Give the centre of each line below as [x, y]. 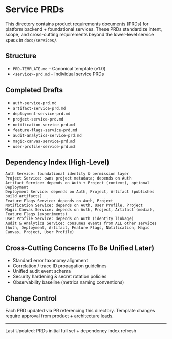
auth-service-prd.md [35, 103]
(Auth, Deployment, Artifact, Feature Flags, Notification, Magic [78, 228]
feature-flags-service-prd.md [45, 130]
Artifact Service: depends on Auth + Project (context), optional [78, 183]
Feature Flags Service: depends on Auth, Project [59, 201]
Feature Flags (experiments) [36, 214]
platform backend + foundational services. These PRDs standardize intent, [84, 29]
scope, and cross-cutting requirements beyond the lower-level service [80, 34]
